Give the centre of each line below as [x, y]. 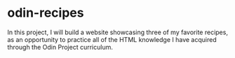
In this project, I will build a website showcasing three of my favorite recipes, [117, 32]
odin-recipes [46, 13]
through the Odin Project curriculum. [60, 47]
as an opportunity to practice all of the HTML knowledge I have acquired [112, 39]
